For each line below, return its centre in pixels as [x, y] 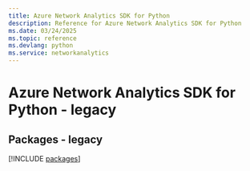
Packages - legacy [55, 139]
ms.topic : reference [43, 38]
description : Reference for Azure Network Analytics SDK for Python [125, 23]
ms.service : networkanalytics [59, 53]
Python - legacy [62, 110]
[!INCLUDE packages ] [44, 159]
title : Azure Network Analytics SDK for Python [89, 16]
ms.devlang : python [41, 46]
